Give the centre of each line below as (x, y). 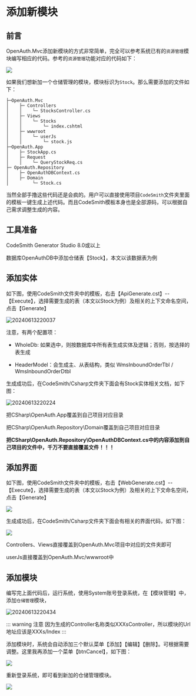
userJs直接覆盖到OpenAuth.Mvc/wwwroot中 (60, 557)
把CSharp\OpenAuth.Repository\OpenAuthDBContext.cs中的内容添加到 (95, 439)
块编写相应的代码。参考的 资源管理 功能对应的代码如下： (72, 58)
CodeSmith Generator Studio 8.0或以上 (53, 245)
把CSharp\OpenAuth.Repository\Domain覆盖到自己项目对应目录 (83, 427)
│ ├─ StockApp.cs (31, 152)
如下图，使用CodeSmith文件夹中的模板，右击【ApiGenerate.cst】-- (88, 293)
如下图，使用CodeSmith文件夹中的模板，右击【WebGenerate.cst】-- (89, 483)
